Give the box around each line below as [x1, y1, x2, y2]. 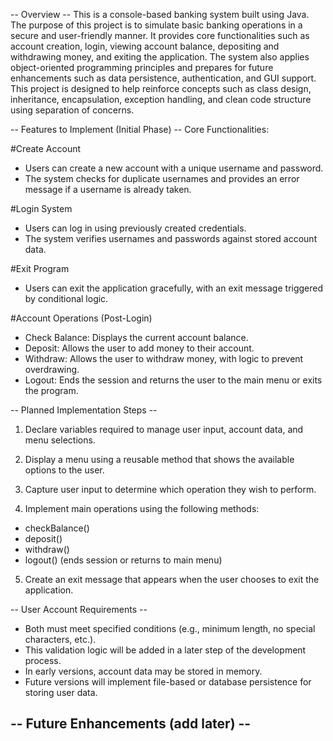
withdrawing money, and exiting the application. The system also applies [10, 51, 310, 63]
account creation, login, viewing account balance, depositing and [10, 40, 280, 52]
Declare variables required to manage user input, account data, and [24, 424, 304, 435]
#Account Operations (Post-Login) [10, 312, 153, 324]
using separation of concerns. [10, 104, 135, 116]
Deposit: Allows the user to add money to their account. [24, 342, 255, 354]
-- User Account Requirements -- [10, 604, 148, 615]
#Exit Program [10, 263, 70, 274]
